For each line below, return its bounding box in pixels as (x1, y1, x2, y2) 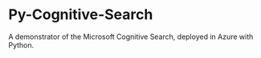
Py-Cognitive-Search (8, 6, 153, 24)
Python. (8, 40, 35, 49)
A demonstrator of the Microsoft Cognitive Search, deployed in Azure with (8, 32, 254, 41)
